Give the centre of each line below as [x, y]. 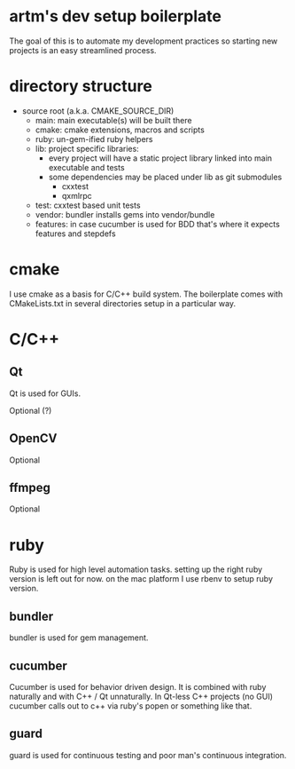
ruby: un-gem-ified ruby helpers [94, 139]
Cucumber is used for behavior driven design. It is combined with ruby [138, 687]
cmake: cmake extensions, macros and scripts [120, 130]
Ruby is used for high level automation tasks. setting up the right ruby [136, 569]
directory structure [81, 87]
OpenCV [33, 438]
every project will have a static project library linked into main [160, 158]
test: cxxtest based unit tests [88, 205]
